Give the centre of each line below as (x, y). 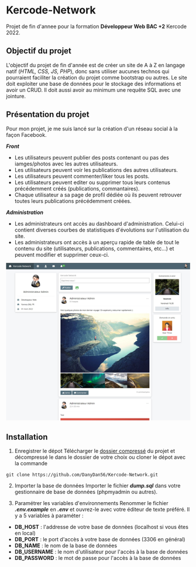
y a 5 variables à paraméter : (49, 516)
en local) (25, 533)
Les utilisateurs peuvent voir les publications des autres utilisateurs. (96, 170)
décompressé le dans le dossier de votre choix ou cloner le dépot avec (100, 457)
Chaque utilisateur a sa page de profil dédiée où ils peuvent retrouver (98, 195)
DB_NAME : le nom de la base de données (66, 546)
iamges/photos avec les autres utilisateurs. (66, 164)
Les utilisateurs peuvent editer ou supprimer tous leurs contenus (92, 182)
